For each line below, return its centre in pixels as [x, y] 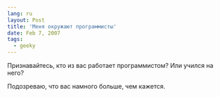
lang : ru [20, 14]
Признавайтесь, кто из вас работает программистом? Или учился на [110, 65]
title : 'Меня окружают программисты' [62, 26]
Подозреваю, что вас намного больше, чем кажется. [86, 86]
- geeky [25, 46]
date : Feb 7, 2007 [34, 33]
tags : [15, 39]
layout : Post [26, 20]
